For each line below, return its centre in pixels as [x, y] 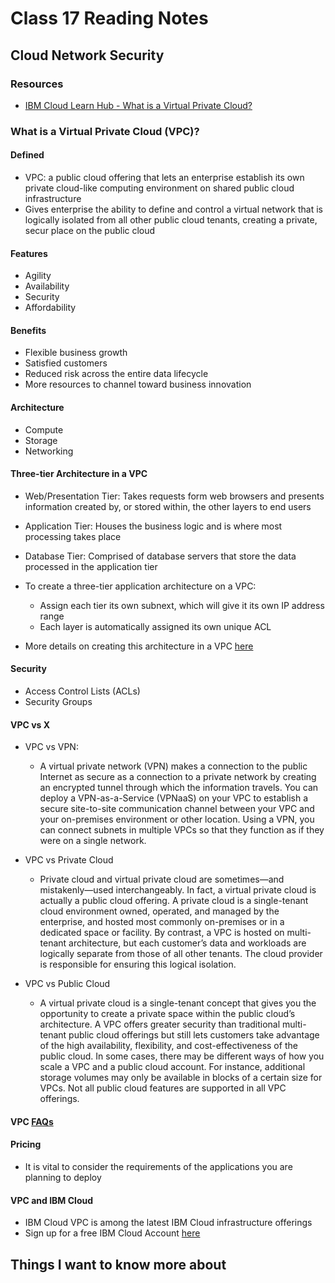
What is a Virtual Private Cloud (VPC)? [105, 131]
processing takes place [73, 536]
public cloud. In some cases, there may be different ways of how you [182, 1056]
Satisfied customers [66, 363]
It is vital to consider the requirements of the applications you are [158, 1167]
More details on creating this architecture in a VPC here [139, 646]
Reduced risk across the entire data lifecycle [116, 374]
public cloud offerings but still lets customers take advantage [194, 1035]
